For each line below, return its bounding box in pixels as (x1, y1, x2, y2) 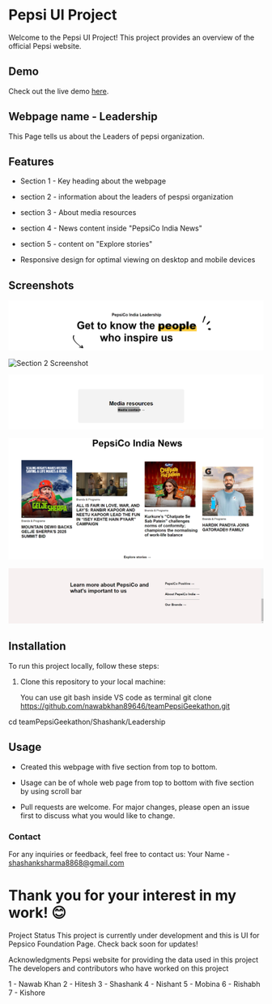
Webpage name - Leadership (8, 110, 158, 123)
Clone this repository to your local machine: (19, 676, 166, 687)
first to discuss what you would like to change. (19, 810, 176, 821)
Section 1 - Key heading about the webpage (19, 176, 167, 186)
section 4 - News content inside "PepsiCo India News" (19, 223, 202, 233)
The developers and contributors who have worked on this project (8, 963, 229, 973)
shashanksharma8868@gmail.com (8, 858, 125, 868)
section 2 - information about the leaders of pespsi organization (19, 192, 233, 202)
